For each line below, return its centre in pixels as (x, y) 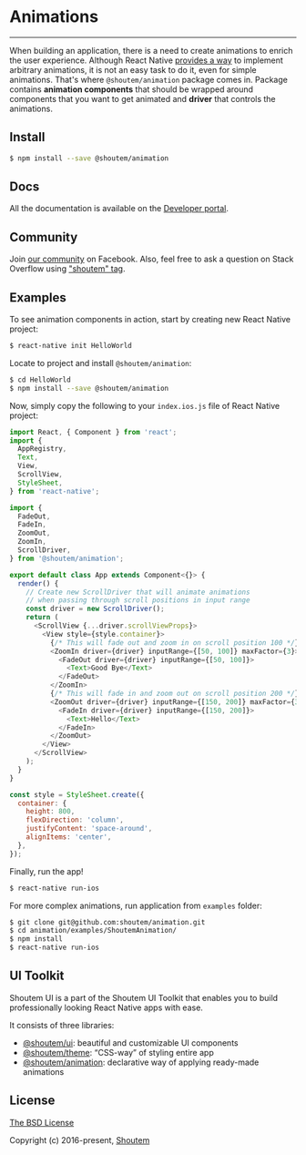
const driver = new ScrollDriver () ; (96, 609)
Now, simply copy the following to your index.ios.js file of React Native (145, 405)
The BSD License (42, 1122)
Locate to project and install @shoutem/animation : (101, 363)
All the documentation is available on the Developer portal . (119, 209)
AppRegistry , (42, 449)
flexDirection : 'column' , (75, 820)
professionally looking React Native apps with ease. (106, 1007)
